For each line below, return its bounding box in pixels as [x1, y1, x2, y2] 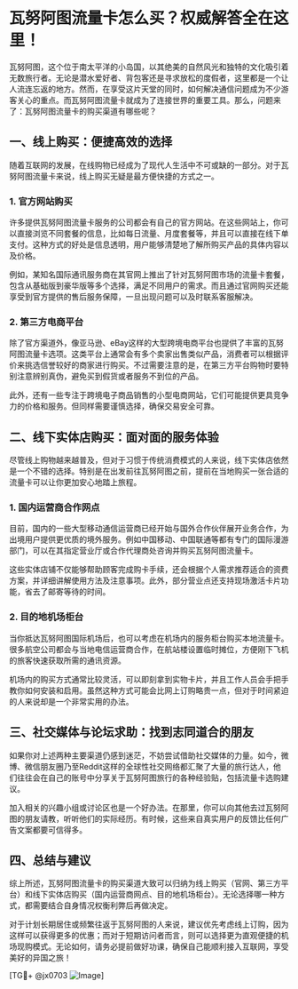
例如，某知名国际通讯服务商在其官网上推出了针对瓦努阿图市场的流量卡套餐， [9, 269, 289, 280]
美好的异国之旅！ [9, 953, 72, 963]
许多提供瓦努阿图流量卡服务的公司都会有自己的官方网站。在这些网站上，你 [9, 217, 281, 227]
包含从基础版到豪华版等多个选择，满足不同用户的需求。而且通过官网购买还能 [9, 281, 289, 291]
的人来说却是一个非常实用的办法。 [9, 696, 134, 706]
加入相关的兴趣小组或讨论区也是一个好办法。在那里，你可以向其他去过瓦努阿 [9, 802, 289, 813]
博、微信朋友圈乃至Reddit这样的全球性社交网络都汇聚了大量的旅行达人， [9, 761, 274, 771]
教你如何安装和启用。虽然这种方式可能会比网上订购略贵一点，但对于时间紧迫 [9, 685, 289, 696]
